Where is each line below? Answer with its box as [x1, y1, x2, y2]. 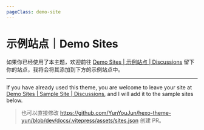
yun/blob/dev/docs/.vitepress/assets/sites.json [21, 117, 139, 124]
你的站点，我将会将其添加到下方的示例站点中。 [6, 66, 123, 73]
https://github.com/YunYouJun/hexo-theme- [59, 109, 172, 116]
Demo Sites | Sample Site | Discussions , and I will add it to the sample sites [6, 90, 194, 97]
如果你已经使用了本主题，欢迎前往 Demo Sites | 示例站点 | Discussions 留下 [6, 58, 195, 66]
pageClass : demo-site [6, 9, 61, 15]
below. [6, 97, 23, 104]
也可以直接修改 [21, 109, 59, 116]
